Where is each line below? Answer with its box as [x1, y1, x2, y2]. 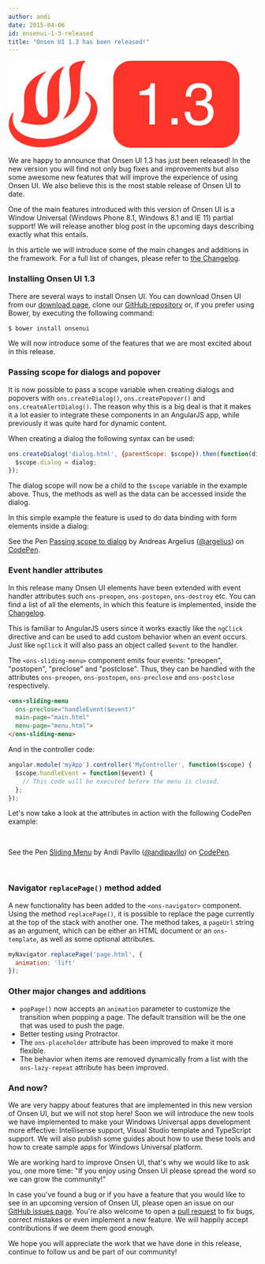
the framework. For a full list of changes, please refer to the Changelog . [8, 254, 241, 263]
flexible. [19, 1046, 46, 1055]
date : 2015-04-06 [8, 21, 65, 29]
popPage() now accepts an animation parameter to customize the [19, 1004, 231, 1013]
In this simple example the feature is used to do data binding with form [8, 513, 237, 523]
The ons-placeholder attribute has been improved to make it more [19, 1037, 234, 1047]
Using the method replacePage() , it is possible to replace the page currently [8, 909, 255, 919]
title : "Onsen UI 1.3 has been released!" [8, 38, 150, 46]
